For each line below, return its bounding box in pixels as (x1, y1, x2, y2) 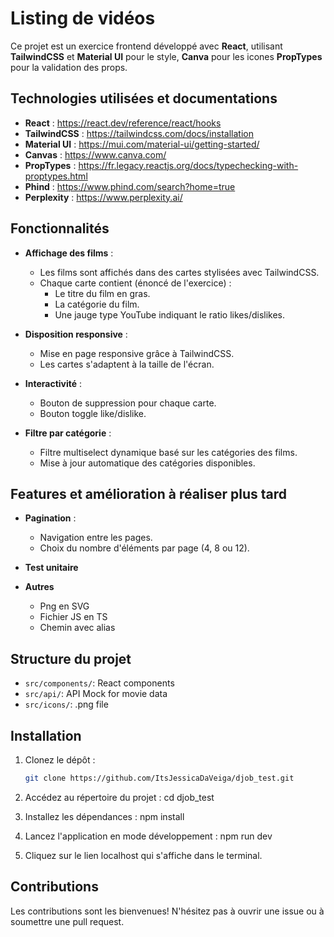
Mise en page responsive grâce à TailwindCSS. (39, 347, 235, 359)
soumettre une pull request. (10, 915, 125, 927)
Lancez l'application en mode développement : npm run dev (24, 830, 273, 842)
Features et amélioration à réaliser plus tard (10, 485, 288, 502)
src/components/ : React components (24, 677, 175, 689)
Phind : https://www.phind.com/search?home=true (24, 180, 236, 192)
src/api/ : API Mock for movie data (24, 688, 168, 700)
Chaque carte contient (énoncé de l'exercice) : (39, 277, 232, 289)
